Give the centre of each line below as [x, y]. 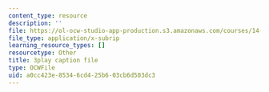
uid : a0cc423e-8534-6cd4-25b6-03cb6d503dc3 [82, 75]
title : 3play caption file [53, 61]
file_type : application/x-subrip [64, 38]
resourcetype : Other [43, 53]
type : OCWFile [32, 68]
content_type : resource [48, 16]
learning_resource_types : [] [57, 46]
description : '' [35, 23]
